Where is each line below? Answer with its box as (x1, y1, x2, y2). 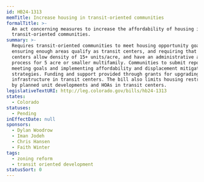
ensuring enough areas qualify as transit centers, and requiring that (12, 49, 197, 55)
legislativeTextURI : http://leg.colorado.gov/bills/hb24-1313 (6, 88, 167, 94)
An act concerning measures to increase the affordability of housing (12, 25, 194, 32)
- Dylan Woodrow (12, 127, 53, 133)
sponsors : (6, 122, 32, 128)
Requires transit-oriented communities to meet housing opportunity (12, 43, 189, 49)
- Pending (12, 110, 36, 116)
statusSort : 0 (6, 167, 42, 173)
